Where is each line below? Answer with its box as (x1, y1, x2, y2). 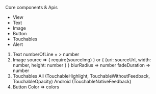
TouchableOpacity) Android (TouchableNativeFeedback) (12, 79, 132, 84)
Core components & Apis (5, 5, 58, 10)
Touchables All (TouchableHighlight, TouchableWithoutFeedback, (12, 73, 150, 79)
